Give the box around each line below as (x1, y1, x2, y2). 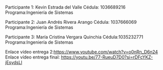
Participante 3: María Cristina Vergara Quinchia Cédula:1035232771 (5, 34, 144, 40)
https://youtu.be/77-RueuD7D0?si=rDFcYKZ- (61, 54, 153, 60)
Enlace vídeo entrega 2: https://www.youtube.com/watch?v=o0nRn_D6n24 (5, 49, 158, 55)
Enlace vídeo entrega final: (5, 54, 60, 60)
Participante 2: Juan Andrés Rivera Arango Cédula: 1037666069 (5, 19, 137, 25)
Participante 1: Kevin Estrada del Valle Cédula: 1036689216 (5, 4, 126, 10)
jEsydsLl (5, 60, 22, 65)
